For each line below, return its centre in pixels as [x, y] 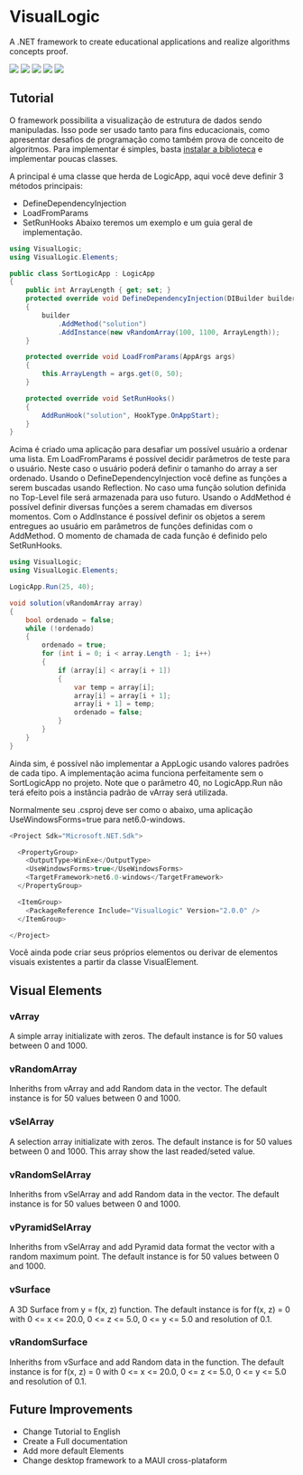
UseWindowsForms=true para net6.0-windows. [97, 819]
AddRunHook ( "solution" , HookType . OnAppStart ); [131, 415]
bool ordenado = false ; [70, 620]
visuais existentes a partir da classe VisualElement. [104, 962]
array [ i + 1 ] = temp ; [114, 704]
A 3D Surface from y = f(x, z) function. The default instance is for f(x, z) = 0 [150, 1310]
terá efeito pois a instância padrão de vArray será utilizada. [119, 792]
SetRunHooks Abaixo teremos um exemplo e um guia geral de [138, 222]
